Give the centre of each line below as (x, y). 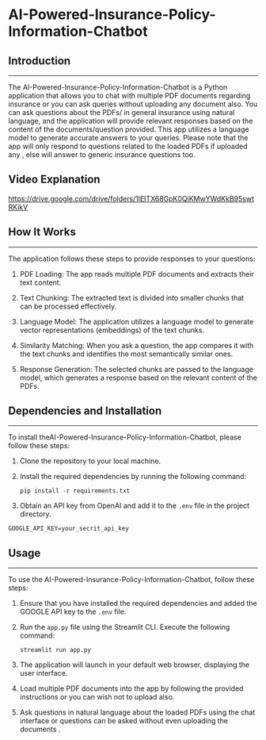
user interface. (44, 673)
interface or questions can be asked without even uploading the (123, 721)
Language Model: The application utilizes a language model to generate (137, 321)
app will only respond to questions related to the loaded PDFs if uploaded (128, 146)
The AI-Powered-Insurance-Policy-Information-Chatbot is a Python (118, 87)
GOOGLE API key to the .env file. (73, 612)
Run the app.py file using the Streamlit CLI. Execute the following (125, 627)
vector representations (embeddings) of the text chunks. (112, 330)
